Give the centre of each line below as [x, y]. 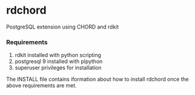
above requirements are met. [42, 85]
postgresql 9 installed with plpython [59, 61]
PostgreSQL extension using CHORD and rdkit [62, 27]
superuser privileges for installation [58, 68]
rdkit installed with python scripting [58, 55]
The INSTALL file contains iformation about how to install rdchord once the [97, 79]
